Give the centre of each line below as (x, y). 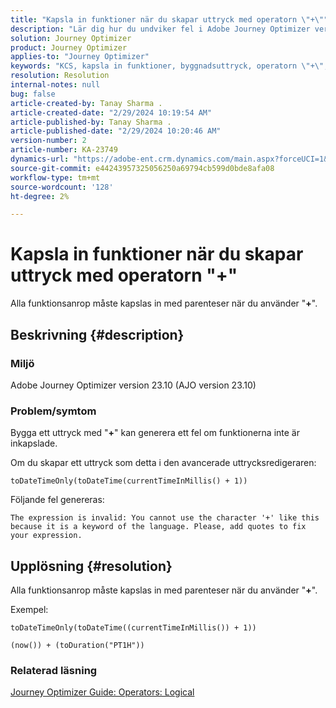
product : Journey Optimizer (69, 47)
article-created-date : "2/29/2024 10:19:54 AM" (111, 112)
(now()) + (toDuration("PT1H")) (77, 645)
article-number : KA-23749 (64, 150)
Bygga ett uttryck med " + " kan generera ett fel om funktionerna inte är (155, 433)
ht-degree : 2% (40, 196)
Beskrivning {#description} (97, 334)
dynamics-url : (40, 159)
